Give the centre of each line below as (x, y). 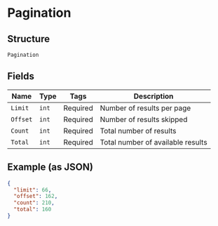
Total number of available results (154, 142)
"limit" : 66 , (33, 190)
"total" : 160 (33, 210)
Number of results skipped (144, 119)
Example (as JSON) (50, 167)
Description (154, 96)
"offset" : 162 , (36, 197)
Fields (21, 76)
